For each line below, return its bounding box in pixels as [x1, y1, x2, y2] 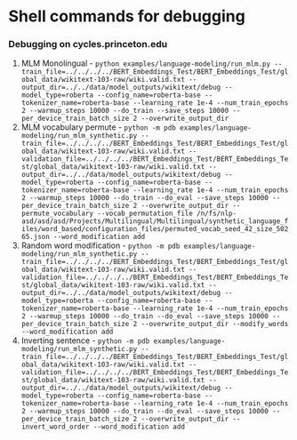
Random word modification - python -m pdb [20, 240, 181, 251]
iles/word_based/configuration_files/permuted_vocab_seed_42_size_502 [20, 225, 289, 234]
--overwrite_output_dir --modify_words [140, 320, 289, 329]
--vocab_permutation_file [96, 209, 193, 219]
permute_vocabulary [20, 209, 94, 219]
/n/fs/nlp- [196, 209, 237, 219]
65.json [20, 233, 50, 242]
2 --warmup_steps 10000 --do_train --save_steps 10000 [20, 107, 229, 116]
